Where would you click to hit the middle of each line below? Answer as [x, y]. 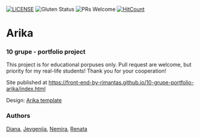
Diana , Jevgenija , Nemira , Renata [47, 128]
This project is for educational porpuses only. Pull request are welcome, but [99, 65]
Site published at [27, 83]
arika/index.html [26, 89]
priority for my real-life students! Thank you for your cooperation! [86, 71]
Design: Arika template [34, 101]
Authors [18, 116]
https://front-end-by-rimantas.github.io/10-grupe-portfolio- [121, 83]
